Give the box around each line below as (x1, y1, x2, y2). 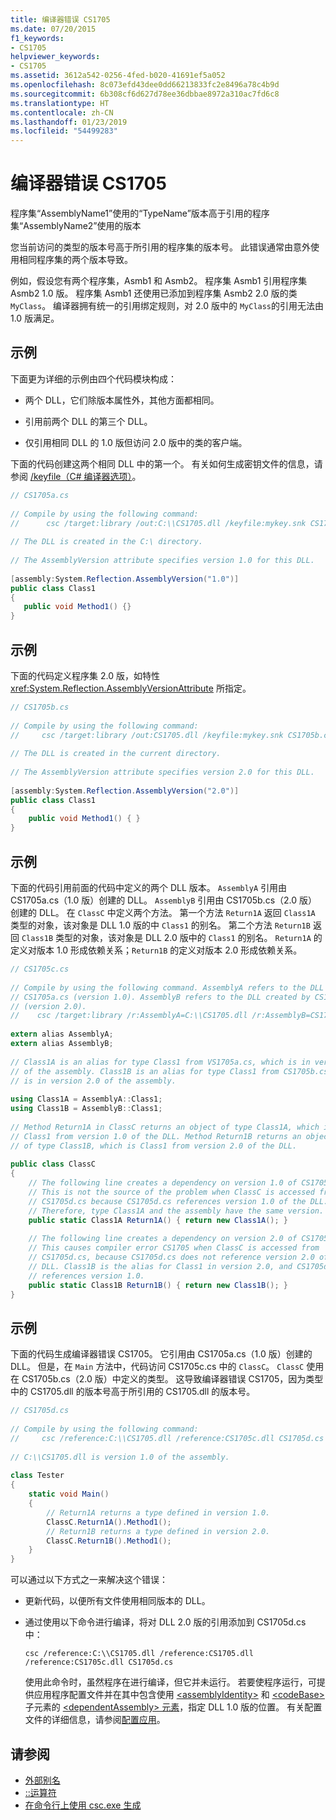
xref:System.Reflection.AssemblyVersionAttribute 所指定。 (10, 682, 252, 694)
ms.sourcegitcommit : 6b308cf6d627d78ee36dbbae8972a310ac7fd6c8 (10, 89, 280, 99)
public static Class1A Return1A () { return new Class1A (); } (28, 1215, 289, 1225)
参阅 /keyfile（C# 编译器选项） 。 (10, 470, 142, 482)
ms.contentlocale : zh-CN (10, 107, 114, 118)
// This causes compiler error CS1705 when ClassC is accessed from (28, 1243, 320, 1253)
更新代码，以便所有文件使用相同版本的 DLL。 (24, 1595, 211, 1607)
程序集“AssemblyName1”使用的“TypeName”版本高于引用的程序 (10, 207, 270, 220)
